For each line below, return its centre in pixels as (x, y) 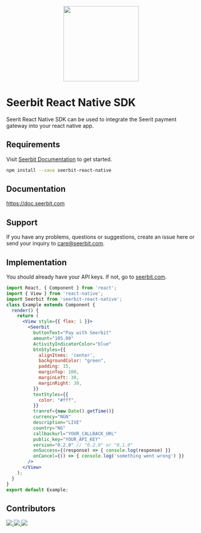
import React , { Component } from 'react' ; (62, 288)
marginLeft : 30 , (59, 378)
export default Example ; (37, 490)
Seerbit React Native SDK (71, 103)
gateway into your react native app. (50, 125)
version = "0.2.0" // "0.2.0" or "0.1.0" (83, 445)
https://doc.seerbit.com (36, 203)
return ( (28, 316)
